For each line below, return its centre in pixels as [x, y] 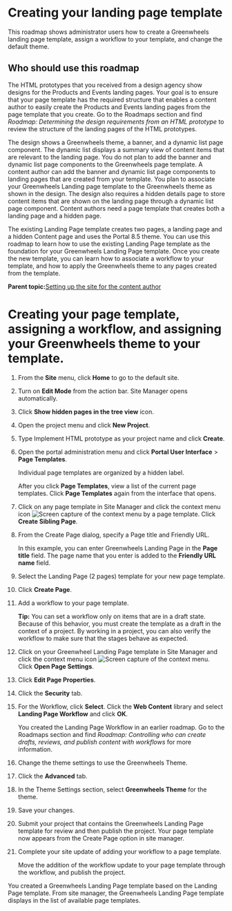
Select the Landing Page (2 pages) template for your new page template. [121, 576]
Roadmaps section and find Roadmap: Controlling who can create [112, 734]
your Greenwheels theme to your [104, 344]
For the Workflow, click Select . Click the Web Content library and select [120, 707]
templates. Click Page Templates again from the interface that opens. [117, 493]
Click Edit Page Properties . [57, 680]
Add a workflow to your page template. [74, 603]
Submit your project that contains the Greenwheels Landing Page [110, 823]
